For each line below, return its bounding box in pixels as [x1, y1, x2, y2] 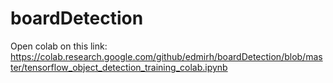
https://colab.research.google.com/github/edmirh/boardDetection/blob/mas [10, 50, 323, 62]
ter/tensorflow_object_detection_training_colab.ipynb [10, 61, 228, 73]
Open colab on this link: [10, 40, 108, 52]
